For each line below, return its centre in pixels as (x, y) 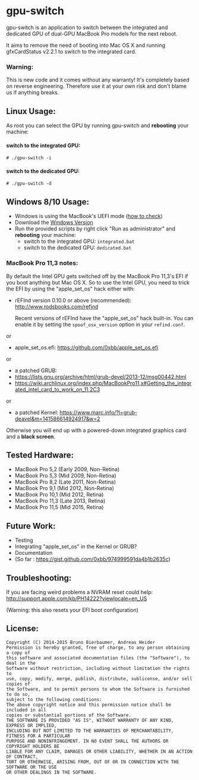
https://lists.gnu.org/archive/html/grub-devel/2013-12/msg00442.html (100, 377)
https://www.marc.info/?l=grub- (98, 412)
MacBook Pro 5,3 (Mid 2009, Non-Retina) (66, 476)
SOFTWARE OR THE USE (32, 767)
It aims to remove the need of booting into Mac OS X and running (86, 45)
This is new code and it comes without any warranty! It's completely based (98, 80)
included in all (26, 710)
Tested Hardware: (40, 455)
